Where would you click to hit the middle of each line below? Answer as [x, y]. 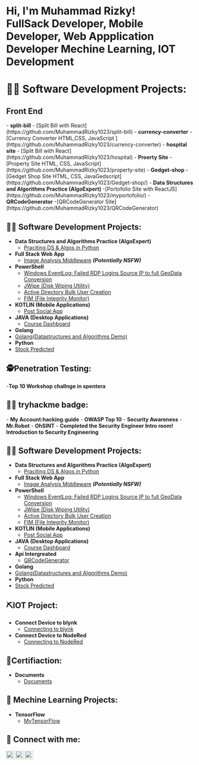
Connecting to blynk [49, 629]
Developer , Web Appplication [80, 36]
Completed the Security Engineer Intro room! [116, 426]
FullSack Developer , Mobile [75, 24]
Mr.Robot [18, 426]
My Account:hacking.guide [44, 419]
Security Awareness [153, 419]
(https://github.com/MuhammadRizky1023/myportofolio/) [77, 195]
